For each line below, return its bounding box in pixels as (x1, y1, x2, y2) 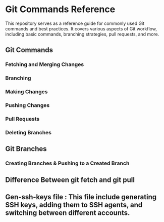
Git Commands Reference (5, 4, 116, 15)
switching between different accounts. (5, 208, 130, 217)
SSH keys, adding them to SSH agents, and (5, 200, 143, 209)
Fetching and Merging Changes (5, 61, 84, 68)
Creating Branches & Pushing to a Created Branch (5, 160, 130, 167)
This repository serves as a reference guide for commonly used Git (5, 20, 145, 26)
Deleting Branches (5, 129, 52, 136)
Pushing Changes (5, 102, 50, 109)
